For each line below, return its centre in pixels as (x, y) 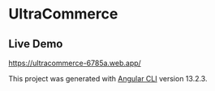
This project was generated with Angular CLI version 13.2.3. (108, 79)
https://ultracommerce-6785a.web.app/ (75, 63)
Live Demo (36, 44)
